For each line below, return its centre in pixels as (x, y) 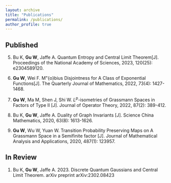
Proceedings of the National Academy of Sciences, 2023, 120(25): (82, 63)
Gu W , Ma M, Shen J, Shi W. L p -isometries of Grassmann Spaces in (84, 99)
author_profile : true (28, 24)
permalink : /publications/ (34, 19)
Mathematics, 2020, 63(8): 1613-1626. (53, 120)
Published (22, 45)
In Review (21, 157)
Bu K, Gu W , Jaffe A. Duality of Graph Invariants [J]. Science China (83, 115)
